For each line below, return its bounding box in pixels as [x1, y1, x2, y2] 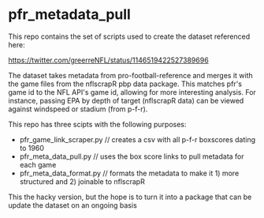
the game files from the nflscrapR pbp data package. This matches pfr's [8, 79, 243, 88]
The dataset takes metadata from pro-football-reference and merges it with [8, 70, 254, 80]
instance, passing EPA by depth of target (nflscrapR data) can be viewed [8, 96, 244, 105]
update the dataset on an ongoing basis [8, 200, 138, 210]
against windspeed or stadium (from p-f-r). [8, 104, 148, 114]
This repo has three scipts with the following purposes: [8, 119, 187, 129]
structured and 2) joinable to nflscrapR [19, 176, 146, 186]
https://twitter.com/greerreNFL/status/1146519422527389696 [8, 55, 209, 65]
